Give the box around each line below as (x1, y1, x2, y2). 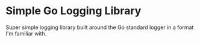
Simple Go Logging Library (5, 4, 142, 18)
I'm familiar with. (5, 30, 47, 37)
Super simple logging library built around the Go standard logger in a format (5, 24, 194, 31)
